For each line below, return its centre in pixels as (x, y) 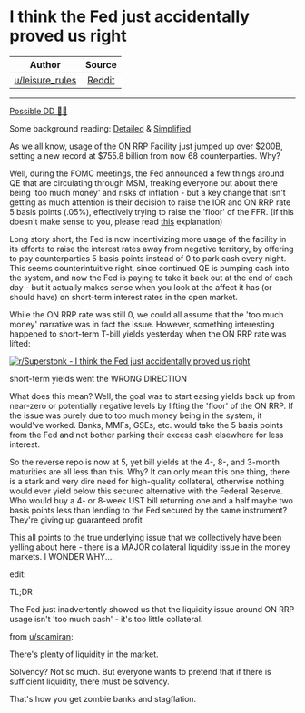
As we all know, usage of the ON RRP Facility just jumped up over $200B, (146, 146)
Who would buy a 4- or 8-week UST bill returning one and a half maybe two (151, 500)
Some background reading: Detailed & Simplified (100, 128)
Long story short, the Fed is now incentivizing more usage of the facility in (148, 239)
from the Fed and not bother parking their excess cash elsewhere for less (147, 435)
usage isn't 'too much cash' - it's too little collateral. (106, 619)
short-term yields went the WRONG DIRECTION (98, 378)
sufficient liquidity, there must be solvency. (89, 681)
